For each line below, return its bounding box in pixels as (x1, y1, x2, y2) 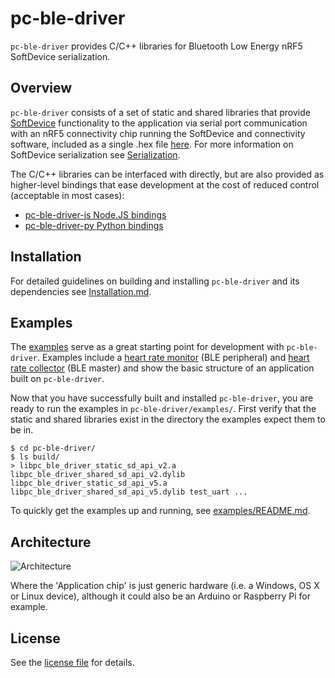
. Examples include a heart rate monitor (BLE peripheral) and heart (36, 352, 310, 364)
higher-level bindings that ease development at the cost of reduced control (10, 178, 320, 191)
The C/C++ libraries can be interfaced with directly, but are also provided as (10, 168, 325, 180)
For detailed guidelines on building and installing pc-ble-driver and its (10, 275, 300, 287)
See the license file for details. (10, 657, 135, 668)
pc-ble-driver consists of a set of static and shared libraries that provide (10, 106, 311, 118)
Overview (10, 80, 73, 97)
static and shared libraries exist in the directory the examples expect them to (10, 413, 326, 426)
